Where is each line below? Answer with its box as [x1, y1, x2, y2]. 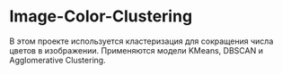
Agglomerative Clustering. [9, 54, 106, 65]
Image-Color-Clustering [9, 6, 193, 27]
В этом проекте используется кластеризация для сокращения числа [9, 36, 274, 46]
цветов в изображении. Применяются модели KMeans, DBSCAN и [9, 45, 263, 55]
